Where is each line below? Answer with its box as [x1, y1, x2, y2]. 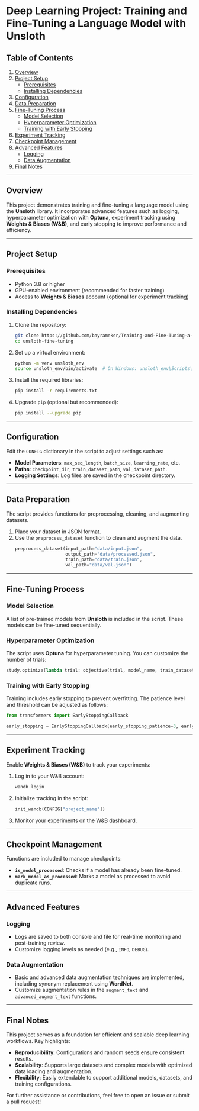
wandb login [14, 784, 44, 790]
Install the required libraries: [14, 376, 84, 384]
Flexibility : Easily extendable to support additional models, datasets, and [14, 1074, 192, 1081]
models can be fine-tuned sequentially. [6, 621, 102, 629]
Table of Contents [6, 53, 74, 63]
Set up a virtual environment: [14, 349, 86, 356]
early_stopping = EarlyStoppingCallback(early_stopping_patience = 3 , [6, 723, 179, 729]
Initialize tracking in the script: [14, 794, 88, 801]
